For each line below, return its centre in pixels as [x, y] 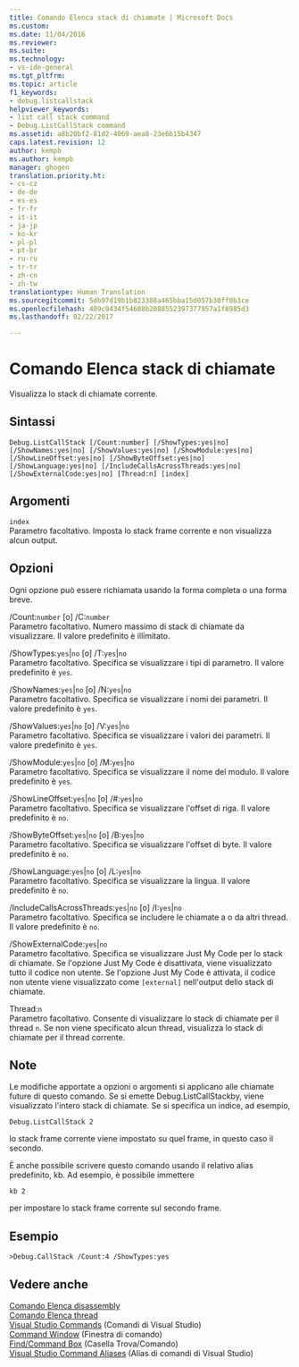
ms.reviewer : [33, 42]
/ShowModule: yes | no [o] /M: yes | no [72, 762]
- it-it [24, 217]
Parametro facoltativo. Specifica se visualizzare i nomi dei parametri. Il [138, 699]
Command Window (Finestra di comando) [86, 1334]
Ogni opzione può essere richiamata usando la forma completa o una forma [148, 590]
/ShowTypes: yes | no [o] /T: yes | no [68, 653]
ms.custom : [29, 26]
